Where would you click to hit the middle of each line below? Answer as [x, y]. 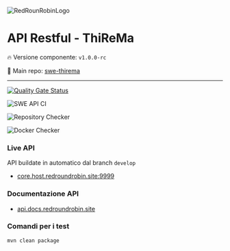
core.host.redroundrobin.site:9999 [66, 176]
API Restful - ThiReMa [71, 38]
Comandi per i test [38, 226]
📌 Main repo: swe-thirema [44, 70]
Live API [21, 148]
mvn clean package [33, 240]
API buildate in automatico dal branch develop [71, 163]
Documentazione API [43, 194]
